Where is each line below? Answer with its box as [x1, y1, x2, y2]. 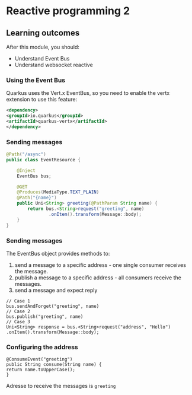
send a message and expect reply [14, 286, 98, 294]
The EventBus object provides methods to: [6, 250, 110, 257]
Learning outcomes [6, 28, 80, 38]
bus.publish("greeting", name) [6, 313, 84, 320]
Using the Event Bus [6, 76, 66, 84]
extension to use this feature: [6, 96, 78, 103]
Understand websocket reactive [14, 61, 93, 68]
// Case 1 [6, 298, 31, 304]
